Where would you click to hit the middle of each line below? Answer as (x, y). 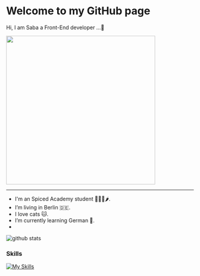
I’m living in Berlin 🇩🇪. (43, 207)
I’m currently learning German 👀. (55, 220)
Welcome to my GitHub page (78, 11)
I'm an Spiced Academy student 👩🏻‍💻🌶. (62, 199)
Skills (14, 253)
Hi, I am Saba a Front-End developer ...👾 (55, 27)
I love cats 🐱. (32, 214)
